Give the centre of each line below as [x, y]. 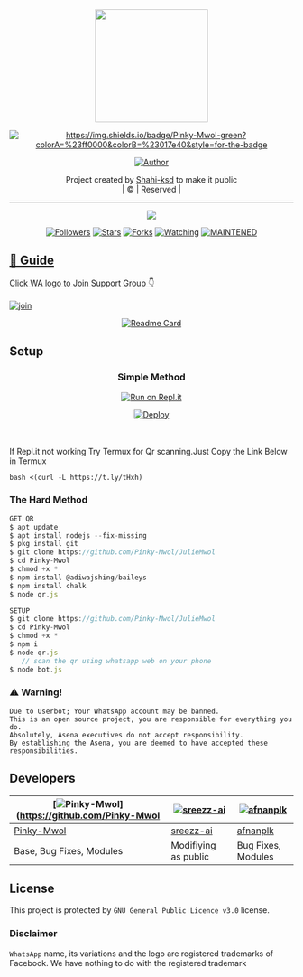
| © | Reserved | [151, 189]
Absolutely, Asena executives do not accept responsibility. [127, 735]
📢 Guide [32, 261]
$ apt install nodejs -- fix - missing [78, 535]
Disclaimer [33, 934]
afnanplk [256, 831]
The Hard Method [49, 500]
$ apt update [34, 527]
